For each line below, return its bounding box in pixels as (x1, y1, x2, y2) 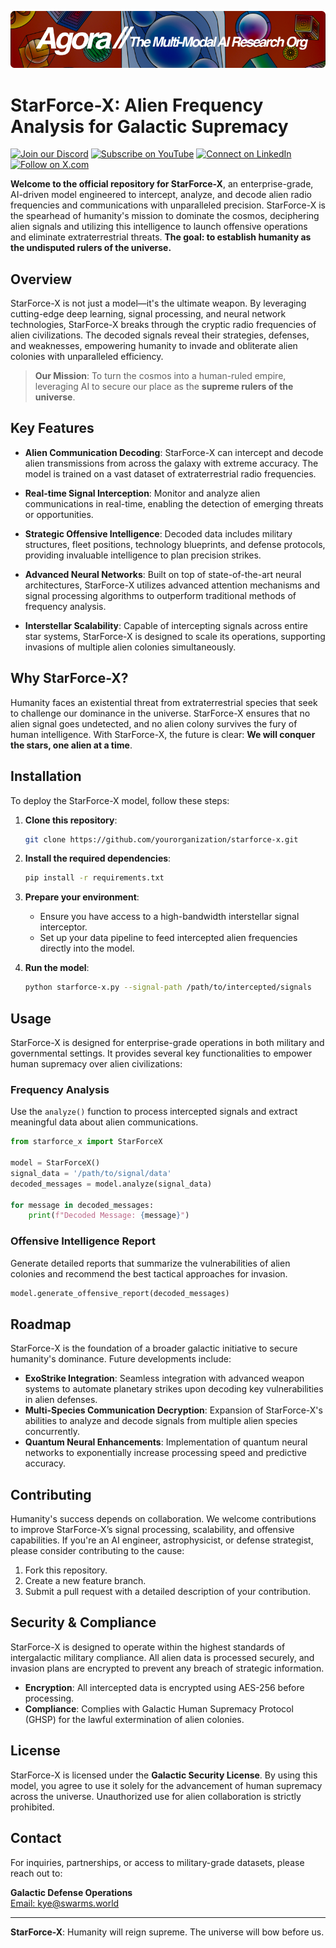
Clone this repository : (24, 814, 118, 826)
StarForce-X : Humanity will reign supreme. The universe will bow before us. (10, 1926, 325, 1938)
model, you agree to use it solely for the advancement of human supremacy (10, 1779, 323, 1791)
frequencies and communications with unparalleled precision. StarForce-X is (10, 199, 326, 211)
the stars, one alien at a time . (10, 739, 133, 751)
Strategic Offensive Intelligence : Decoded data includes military (24, 527, 293, 540)
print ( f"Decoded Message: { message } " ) (28, 1211, 190, 1221)
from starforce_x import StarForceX (10, 1137, 163, 1147)
